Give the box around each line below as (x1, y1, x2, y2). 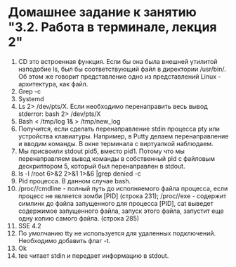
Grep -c (18, 87, 41, 96)
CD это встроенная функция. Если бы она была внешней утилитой (18, 57, 218, 65)
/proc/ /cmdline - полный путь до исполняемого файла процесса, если (18, 184, 228, 193)
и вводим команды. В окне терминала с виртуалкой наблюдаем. (18, 139, 214, 148)
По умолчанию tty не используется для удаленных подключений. (18, 229, 216, 237)
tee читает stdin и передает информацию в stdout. (18, 251, 169, 260)
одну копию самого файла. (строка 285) (18, 214, 140, 222)
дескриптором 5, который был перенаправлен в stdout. (18, 162, 185, 170)
